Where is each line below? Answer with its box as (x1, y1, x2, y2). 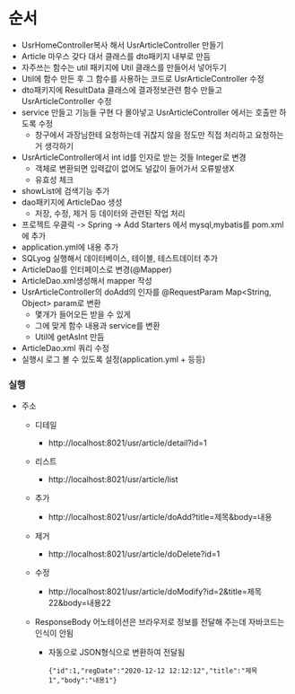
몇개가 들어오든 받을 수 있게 (34, 309, 131, 320)
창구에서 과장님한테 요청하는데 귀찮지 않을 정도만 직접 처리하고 (34, 129, 253, 140)
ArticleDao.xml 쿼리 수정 (21, 342, 109, 353)
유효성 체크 (34, 174, 74, 185)
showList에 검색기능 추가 (21, 185, 110, 196)
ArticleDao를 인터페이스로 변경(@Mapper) (21, 264, 172, 275)
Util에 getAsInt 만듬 (34, 331, 105, 342)
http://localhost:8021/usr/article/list (48, 474, 178, 485)
